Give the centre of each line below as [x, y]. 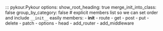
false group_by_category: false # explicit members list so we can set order [82, 12]
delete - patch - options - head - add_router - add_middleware [69, 23]
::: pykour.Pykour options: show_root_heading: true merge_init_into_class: [81, 7]
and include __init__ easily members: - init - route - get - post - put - [77, 18]
